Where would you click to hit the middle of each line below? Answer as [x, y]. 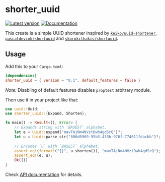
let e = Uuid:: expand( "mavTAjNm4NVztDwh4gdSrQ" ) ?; [68, 132]
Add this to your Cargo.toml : [34, 66]
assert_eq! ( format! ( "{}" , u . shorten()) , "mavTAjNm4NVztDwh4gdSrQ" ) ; [88, 151]
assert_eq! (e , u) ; [33, 156]
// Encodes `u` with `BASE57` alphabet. [57, 146]
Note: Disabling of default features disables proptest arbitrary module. [78, 90]
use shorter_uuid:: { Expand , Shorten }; [46, 114]
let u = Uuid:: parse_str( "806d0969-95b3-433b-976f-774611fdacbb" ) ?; [88, 137]
